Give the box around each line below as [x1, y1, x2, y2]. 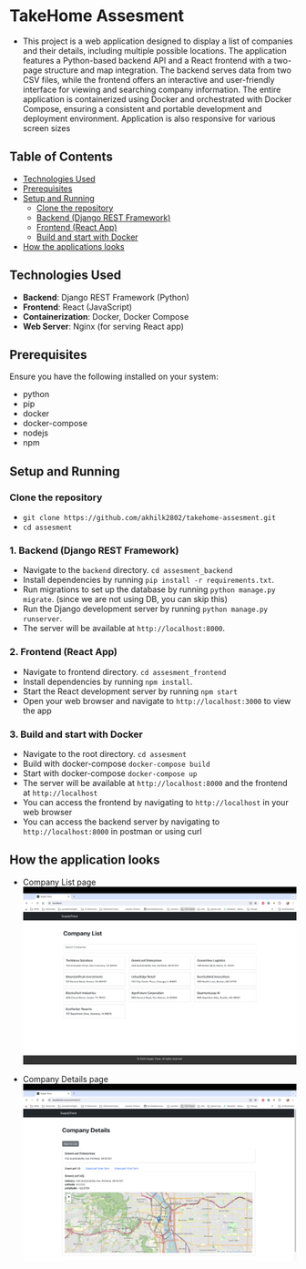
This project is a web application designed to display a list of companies [22, 36, 293, 46]
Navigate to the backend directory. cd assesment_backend [22, 565, 233, 576]
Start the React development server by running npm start [22, 685, 239, 697]
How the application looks [9, 853, 160, 868]
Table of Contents [9, 149, 114, 165]
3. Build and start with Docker [9, 728, 143, 741]
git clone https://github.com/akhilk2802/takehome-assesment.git [22, 514, 276, 523]
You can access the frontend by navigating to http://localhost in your [22, 796, 289, 807]
